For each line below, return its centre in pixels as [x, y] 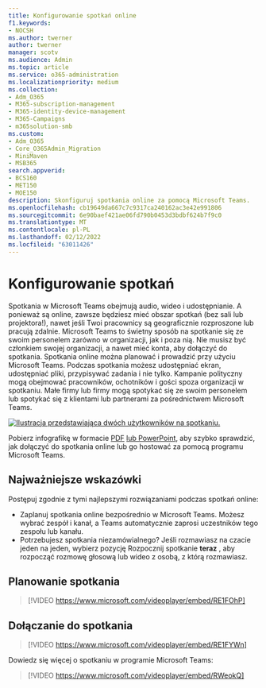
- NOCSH [21, 30]
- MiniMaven [28, 156]
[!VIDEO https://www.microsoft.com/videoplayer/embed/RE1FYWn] [137, 645]
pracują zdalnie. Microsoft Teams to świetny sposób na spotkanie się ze [126, 331]
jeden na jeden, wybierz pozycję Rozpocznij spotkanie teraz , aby [127, 548]
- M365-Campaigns [37, 119]
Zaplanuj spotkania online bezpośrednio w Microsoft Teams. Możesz [132, 514]
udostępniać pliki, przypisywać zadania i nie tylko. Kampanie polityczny [125, 373]
